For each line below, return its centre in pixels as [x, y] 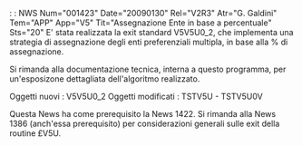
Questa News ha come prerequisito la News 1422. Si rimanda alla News [143, 114]
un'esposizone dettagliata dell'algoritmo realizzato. [105, 79]
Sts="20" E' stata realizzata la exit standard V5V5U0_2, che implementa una [151, 32]
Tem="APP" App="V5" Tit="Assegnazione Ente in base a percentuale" [141, 23]
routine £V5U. [35, 133]
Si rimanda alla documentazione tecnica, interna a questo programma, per [148, 69]
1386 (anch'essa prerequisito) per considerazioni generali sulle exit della [145, 123]
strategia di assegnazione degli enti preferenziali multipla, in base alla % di [149, 42]
